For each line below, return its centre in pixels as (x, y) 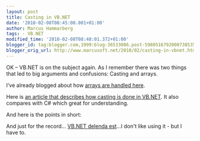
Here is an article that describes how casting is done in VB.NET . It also (93, 96)
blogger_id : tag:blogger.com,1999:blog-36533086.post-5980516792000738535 (101, 45)
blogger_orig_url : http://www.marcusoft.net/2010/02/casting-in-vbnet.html (102, 51)
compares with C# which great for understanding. (68, 103)
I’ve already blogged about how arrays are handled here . (76, 85)
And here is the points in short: (44, 114)
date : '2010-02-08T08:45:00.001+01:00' (56, 23)
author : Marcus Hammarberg (40, 28)
